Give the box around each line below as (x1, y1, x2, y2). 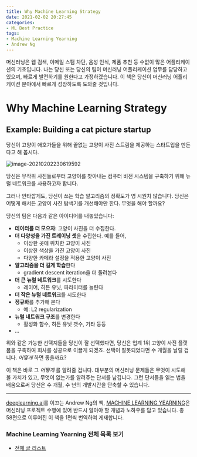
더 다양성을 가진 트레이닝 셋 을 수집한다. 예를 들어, (14, 232, 127, 239)
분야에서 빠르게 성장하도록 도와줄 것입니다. (21, 80, 119, 87)
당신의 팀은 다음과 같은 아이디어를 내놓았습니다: (6, 212, 114, 219)
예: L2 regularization (23, 306, 72, 313)
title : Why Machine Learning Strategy (6, 8, 101, 15)
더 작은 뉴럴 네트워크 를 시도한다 (14, 291, 87, 298)
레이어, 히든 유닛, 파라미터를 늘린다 (23, 283, 104, 290)
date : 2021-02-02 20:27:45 (6, 14, 72, 20)
